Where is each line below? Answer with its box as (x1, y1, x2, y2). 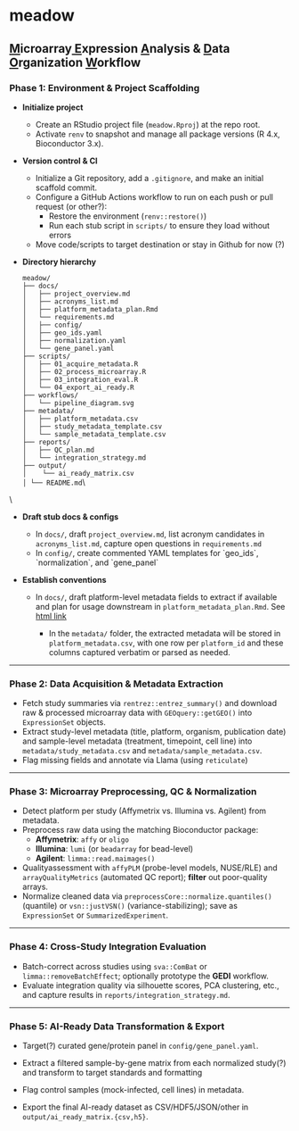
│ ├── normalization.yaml (21, 336, 126, 345)
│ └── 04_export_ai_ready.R (21, 383, 135, 392)
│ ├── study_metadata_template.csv (21, 421, 163, 431)
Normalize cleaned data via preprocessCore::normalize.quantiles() (21, 891, 273, 902)
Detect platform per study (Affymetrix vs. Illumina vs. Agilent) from (21, 805, 267, 817)
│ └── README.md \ (21, 477, 86, 487)
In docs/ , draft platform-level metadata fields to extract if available (35, 591, 278, 603)
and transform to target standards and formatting (21, 1068, 203, 1078)
